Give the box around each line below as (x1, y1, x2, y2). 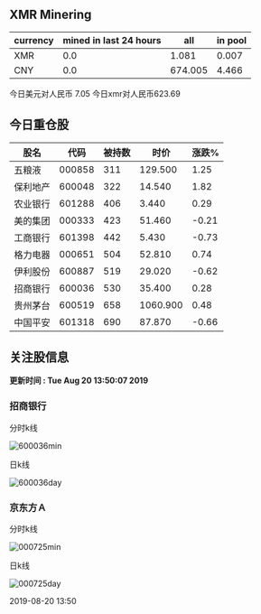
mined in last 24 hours (62, 33, 162, 46)
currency (14, 33, 54, 46)
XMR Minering (9, 7, 92, 23)
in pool (216, 33, 247, 46)
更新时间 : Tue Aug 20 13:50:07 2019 (9, 375, 149, 386)
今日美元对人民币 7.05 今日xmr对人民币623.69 (9, 88, 181, 98)
